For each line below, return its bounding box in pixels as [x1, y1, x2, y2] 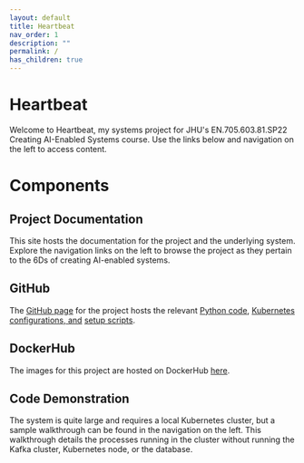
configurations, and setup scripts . [9, 314, 136, 325]
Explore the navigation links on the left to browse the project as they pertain [9, 245, 292, 256]
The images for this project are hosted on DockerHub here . [9, 364, 230, 376]
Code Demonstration [9, 391, 130, 406]
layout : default [9, 13, 71, 23]
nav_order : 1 [9, 30, 59, 39]
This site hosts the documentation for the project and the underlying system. [9, 235, 297, 246]
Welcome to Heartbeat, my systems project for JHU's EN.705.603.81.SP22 [9, 124, 288, 135]
